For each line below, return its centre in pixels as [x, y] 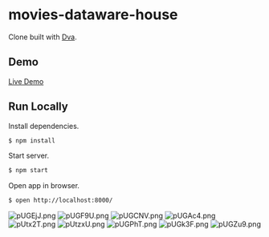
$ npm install [32, 141]
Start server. [29, 156]
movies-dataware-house [93, 15]
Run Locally [38, 107]
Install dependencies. [44, 126]
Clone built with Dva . [43, 37]
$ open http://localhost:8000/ [61, 201]
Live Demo [26, 81]
